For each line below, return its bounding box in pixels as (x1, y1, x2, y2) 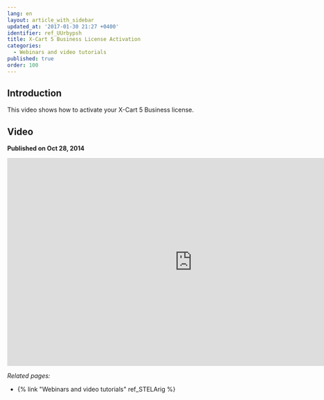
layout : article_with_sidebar (7, 17, 95, 24)
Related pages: (7, 372, 51, 380)
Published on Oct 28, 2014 (7, 144, 85, 153)
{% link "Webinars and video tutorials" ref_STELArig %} (17, 385, 176, 394)
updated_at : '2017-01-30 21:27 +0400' (7, 23, 119, 30)
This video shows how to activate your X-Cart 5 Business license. (7, 105, 195, 114)
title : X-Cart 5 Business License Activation (7, 36, 141, 43)
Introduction (7, 87, 62, 99)
